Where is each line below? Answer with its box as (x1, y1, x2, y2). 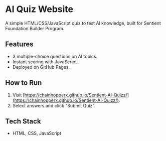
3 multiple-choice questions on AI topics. (12, 53, 98, 59)
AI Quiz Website (5, 4, 74, 15)
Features (5, 40, 34, 49)
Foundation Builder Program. (5, 25, 65, 31)
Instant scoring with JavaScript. (12, 59, 78, 65)
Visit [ (12, 92, 25, 98)
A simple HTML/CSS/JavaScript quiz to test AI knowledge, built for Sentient (5, 20, 161, 26)
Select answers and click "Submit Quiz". (12, 102, 96, 108)
